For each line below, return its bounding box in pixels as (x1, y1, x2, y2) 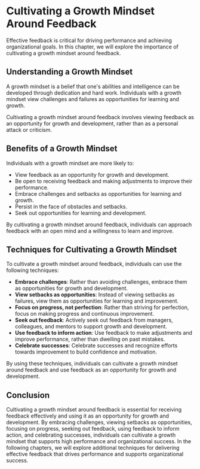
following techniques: (6, 267, 59, 274)
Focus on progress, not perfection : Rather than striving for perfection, (14, 304, 189, 311)
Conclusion (6, 390, 50, 400)
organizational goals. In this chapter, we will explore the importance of (6, 43, 179, 50)
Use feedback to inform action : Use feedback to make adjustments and (14, 329, 193, 337)
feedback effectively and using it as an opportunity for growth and (6, 412, 169, 420)
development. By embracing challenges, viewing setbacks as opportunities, (6, 419, 192, 426)
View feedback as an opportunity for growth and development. (14, 171, 170, 178)
